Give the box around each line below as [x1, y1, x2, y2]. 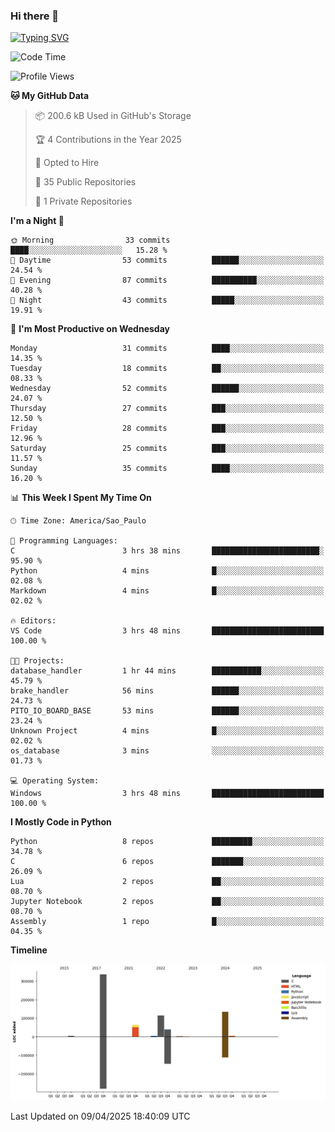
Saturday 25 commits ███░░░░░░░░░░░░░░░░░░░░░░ [10, 444, 325, 454]
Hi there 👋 [10, 9, 60, 23]
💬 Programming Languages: [10, 536, 118, 546]
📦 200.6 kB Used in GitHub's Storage [34, 110, 192, 122]
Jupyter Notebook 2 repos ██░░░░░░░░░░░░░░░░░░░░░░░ [10, 897, 325, 907]
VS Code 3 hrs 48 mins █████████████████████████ [10, 626, 325, 636]
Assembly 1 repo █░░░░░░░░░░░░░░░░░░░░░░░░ [10, 917, 325, 927]
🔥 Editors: [10, 616, 57, 626]
